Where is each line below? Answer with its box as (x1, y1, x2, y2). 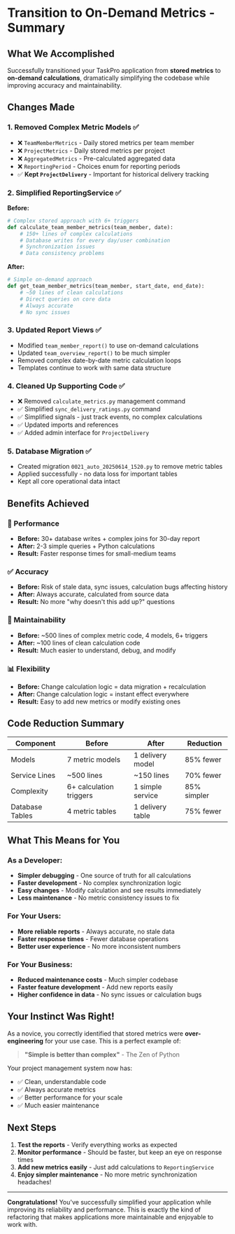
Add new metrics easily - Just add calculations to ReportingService (17, 1163, 215, 1171)
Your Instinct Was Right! (7, 1010, 115, 1022)
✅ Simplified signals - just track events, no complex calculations (17, 413, 203, 421)
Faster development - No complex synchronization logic (17, 879, 182, 887)
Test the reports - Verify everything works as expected (17, 1140, 178, 1149)
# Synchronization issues (20, 243, 96, 250)
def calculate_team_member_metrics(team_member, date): (7, 224, 173, 231)
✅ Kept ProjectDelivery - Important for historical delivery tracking (17, 170, 209, 178)
